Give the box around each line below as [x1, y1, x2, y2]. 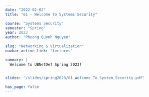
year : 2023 [5, 30, 28, 35]
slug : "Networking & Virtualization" [5, 44, 84, 49]
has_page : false [5, 84, 39, 90]
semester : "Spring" [5, 25, 46, 30]
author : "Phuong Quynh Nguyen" [5, 35, 71, 40]
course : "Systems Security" [5, 21, 64, 26]
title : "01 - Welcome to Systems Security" [5, 12, 98, 17]
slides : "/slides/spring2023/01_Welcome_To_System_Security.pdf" [5, 75, 144, 80]
